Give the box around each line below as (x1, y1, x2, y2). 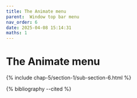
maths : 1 (6, 30, 27, 36)
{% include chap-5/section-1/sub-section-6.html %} (6, 74, 132, 81)
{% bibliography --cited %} (6, 85, 72, 93)
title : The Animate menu (6, 8, 66, 14)
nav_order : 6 (6, 19, 38, 25)
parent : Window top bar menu (6, 14, 80, 20)
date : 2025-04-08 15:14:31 (6, 24, 72, 31)
